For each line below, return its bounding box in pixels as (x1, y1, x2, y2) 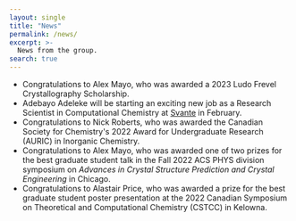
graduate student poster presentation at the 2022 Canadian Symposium (21, 192, 288, 203)
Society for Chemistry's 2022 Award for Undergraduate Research (21, 127, 264, 136)
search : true (9, 54, 58, 63)
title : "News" (9, 21, 63, 30)
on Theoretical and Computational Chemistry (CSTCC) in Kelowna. (21, 202, 268, 212)
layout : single (9, 12, 66, 22)
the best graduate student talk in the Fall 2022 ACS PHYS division (21, 155, 265, 165)
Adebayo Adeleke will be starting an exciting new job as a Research (21, 98, 272, 108)
